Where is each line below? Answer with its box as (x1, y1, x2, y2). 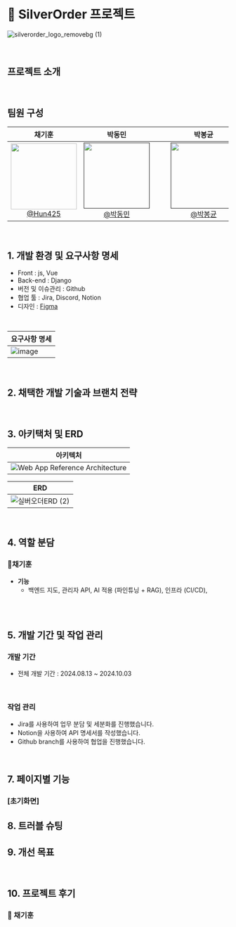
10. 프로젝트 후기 (7, 887, 76, 900)
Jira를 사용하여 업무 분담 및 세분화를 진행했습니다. (17, 720, 155, 728)
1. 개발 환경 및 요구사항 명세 (7, 249, 119, 261)
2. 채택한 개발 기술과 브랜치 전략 (7, 387, 138, 398)
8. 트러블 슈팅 (7, 820, 63, 832)
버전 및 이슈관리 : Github (17, 285, 86, 293)
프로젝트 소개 (7, 66, 61, 78)
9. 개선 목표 (7, 846, 55, 858)
